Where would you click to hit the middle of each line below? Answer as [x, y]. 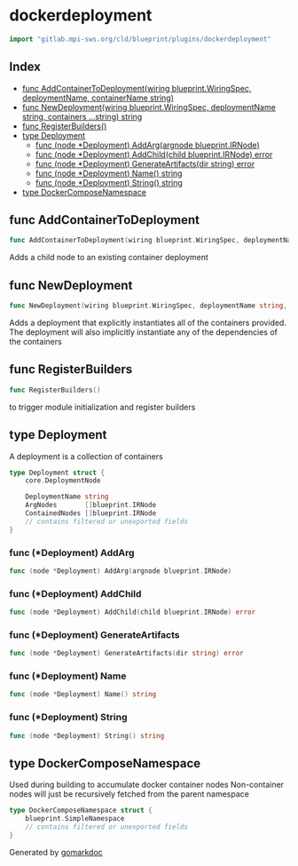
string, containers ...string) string [82, 116]
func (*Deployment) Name [68, 676]
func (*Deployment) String [68, 718]
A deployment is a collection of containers [86, 456]
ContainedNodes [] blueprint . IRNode [91, 513]
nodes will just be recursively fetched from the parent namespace [129, 794]
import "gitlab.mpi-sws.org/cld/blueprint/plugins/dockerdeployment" [141, 39]
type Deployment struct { [57, 473]
